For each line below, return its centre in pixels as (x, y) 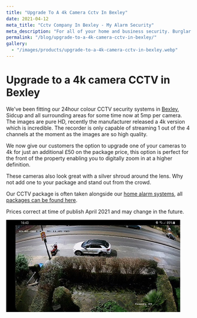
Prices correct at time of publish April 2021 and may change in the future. (95, 211)
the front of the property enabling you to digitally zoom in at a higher (89, 158)
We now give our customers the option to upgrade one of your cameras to (96, 146)
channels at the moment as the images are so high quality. (77, 134)
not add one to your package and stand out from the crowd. (79, 182)
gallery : (17, 44)
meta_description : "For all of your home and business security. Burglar (99, 31)
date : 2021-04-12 (27, 19)
